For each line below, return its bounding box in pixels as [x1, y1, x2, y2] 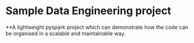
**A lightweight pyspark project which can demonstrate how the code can [5, 24, 189, 31]
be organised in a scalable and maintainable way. [5, 29, 126, 37]
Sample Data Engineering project [5, 4, 171, 18]
